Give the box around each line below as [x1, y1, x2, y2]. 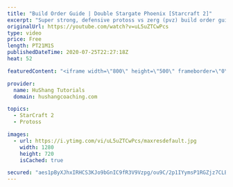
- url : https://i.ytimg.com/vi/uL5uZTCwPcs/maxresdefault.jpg [13, 137, 197, 144]
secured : [7, 169, 33, 177]
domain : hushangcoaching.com [13, 93, 98, 100]
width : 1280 [19, 143, 54, 151]
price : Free [7, 36, 42, 43]
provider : [7, 80, 36, 87]
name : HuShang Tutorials [13, 87, 85, 93]
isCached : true [19, 157, 64, 163]
